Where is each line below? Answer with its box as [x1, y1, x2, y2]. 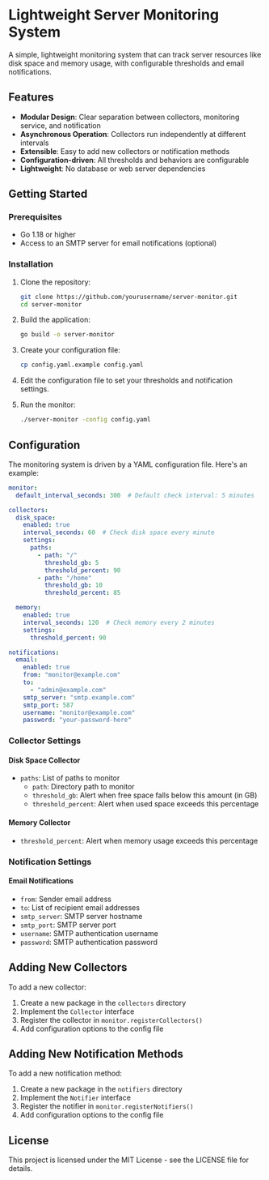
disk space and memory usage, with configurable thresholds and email [8, 58, 245, 68]
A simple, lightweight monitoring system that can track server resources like [8, 49, 262, 59]
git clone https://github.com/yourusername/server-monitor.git [19, 293, 238, 301]
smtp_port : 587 [23, 701, 74, 709]
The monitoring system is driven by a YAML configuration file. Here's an [8, 460, 248, 469]
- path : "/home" [37, 574, 92, 582]
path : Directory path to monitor [32, 782, 135, 792]
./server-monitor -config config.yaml [19, 416, 151, 424]
